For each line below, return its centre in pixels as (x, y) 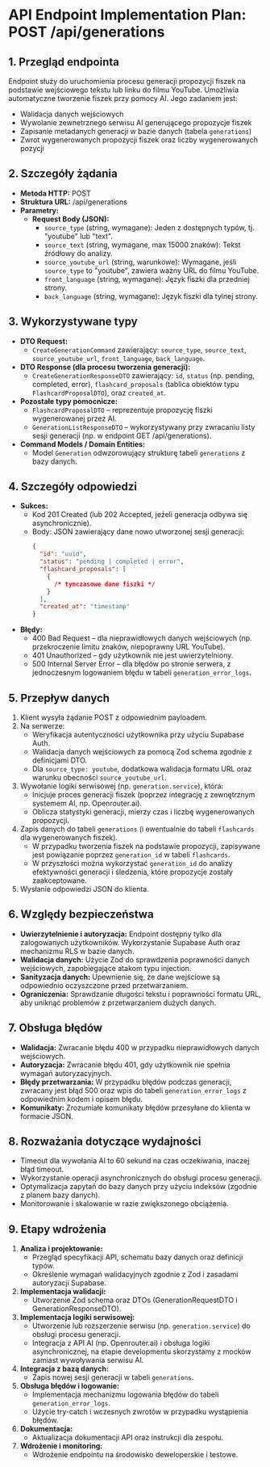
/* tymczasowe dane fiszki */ (104, 584)
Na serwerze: (42, 726)
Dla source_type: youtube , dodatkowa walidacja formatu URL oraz (142, 769)
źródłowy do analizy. (78, 253)
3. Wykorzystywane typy (73, 322)
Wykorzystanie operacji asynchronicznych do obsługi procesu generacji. (141, 1178)
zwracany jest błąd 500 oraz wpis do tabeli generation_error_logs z (133, 1090)
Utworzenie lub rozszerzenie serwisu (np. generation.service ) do (141, 1326)
